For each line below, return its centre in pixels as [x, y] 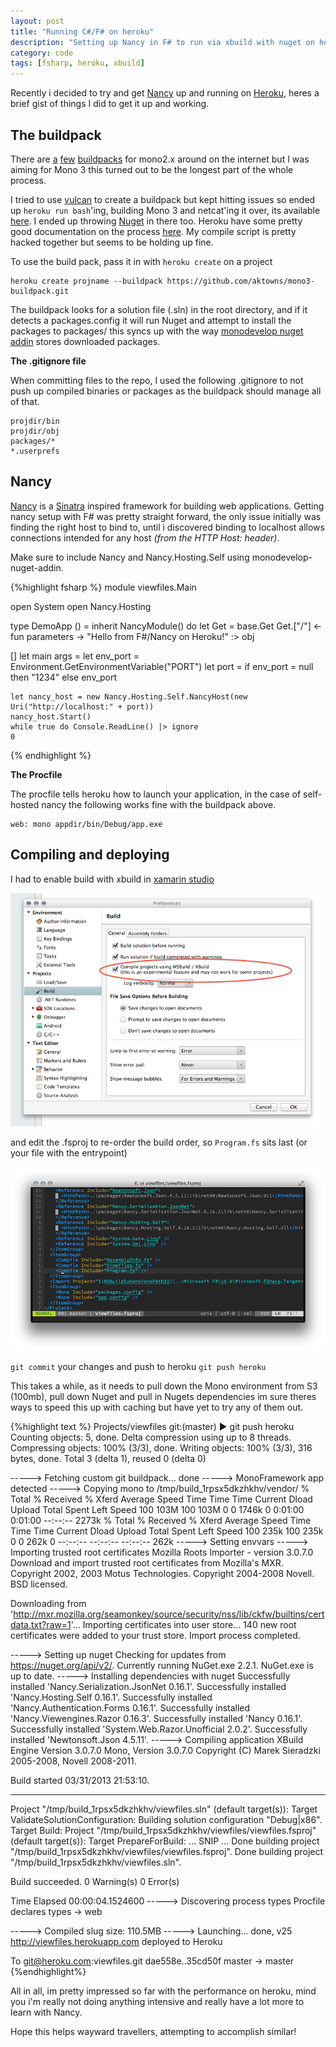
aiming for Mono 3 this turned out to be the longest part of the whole [152, 169]
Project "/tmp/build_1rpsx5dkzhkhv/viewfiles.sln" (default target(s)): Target [164, 1809]
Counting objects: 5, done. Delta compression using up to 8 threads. [151, 1437]
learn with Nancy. [46, 2012]
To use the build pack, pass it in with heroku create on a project [141, 261]
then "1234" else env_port [64, 677]
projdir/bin [35, 421]
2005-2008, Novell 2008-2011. [73, 1761]
